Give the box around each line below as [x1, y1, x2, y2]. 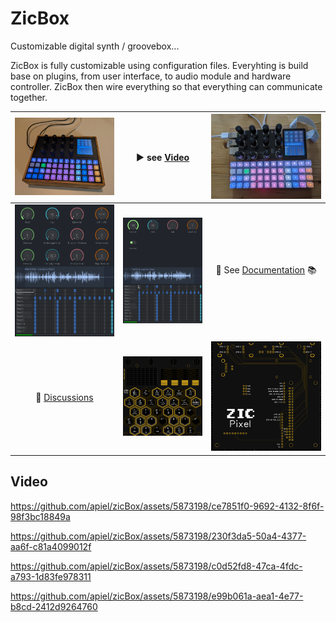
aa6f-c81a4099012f [10, 540, 92, 552]
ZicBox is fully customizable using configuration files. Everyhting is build [10, 59, 309, 71]
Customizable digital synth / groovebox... [10, 40, 180, 52]
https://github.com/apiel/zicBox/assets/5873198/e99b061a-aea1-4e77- [10, 590, 304, 602]
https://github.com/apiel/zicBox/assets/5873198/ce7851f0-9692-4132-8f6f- [10, 500, 325, 512]
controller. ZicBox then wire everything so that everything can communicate [10, 80, 323, 92]
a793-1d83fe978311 [10, 570, 92, 582]
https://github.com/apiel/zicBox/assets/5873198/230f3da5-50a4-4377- [10, 530, 307, 542]
